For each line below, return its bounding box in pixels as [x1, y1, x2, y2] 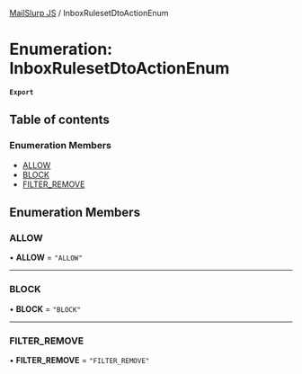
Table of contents [9, 112, 110, 128]
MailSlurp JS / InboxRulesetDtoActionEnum [9, 8, 169, 18]
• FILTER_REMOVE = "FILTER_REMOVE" [9, 354, 150, 365]
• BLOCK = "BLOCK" [9, 303, 82, 314]
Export [9, 87, 34, 97]
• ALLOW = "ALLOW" [9, 252, 83, 263]
